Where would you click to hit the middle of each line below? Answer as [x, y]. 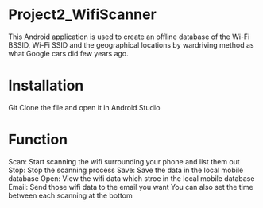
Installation [46, 86]
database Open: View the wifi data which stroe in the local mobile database [131, 178]
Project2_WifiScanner [82, 15]
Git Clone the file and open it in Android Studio [84, 107]
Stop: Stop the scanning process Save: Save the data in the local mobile [126, 170]
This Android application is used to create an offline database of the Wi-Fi [129, 37]
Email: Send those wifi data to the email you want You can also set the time [131, 187]
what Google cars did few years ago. [68, 53]
